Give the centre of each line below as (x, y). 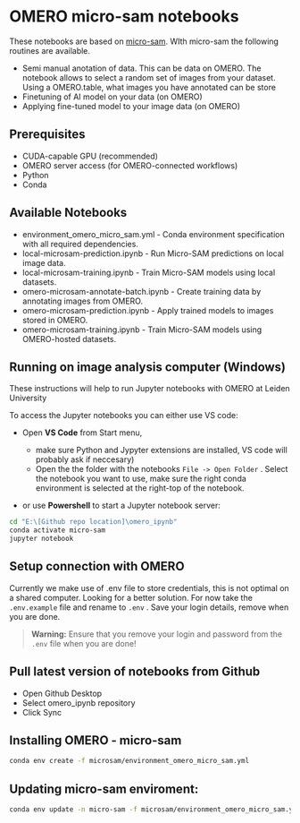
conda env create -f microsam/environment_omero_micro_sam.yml (129, 761)
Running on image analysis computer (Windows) (147, 367)
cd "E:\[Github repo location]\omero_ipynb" (93, 522)
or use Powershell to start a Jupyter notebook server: (121, 506)
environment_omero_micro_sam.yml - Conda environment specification (154, 234)
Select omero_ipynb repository (79, 703)
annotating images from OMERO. (83, 301)
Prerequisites (47, 135)
